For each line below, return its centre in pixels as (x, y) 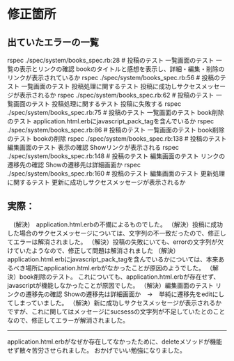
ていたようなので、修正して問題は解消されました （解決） (96, 250)
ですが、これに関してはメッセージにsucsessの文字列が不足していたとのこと (116, 312)
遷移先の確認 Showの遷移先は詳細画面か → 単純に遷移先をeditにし (125, 294)
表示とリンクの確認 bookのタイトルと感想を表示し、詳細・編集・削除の (122, 69)
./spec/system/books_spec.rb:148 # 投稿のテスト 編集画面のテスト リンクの (116, 156)
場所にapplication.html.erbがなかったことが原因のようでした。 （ (119, 268)
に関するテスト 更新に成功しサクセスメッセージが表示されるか (96, 182)
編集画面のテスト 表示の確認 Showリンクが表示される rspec (93, 147)
